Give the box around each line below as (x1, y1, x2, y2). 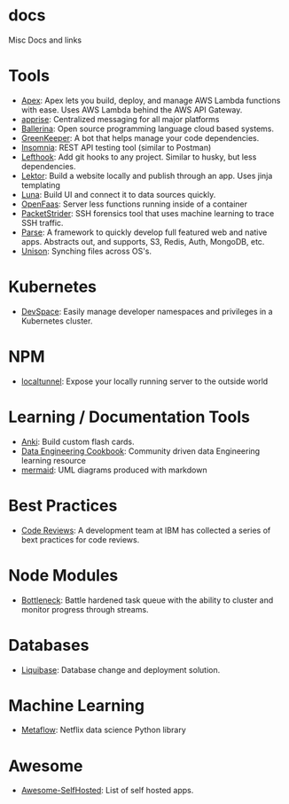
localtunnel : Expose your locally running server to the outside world (20, 376, 269, 386)
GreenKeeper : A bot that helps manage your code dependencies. (20, 132, 260, 143)
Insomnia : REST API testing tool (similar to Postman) (20, 142, 212, 152)
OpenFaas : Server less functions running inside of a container (20, 199, 248, 209)
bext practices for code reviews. (20, 534, 140, 545)
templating (20, 179, 61, 191)
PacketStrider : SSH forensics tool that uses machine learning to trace (20, 207, 275, 218)
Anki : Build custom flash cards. (20, 436, 135, 447)
